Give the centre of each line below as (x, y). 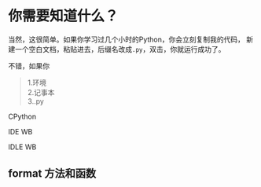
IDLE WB (22, 147)
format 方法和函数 (52, 174)
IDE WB (20, 131)
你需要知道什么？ (64, 16)
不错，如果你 (29, 66)
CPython (22, 116)
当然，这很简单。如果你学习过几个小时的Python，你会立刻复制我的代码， (127, 39)
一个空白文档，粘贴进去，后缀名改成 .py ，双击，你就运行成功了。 (120, 49)
